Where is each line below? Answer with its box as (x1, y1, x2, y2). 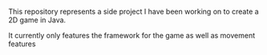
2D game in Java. (8, 15, 67, 25)
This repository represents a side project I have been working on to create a (8, 7, 259, 16)
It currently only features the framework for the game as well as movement (8, 31, 255, 40)
